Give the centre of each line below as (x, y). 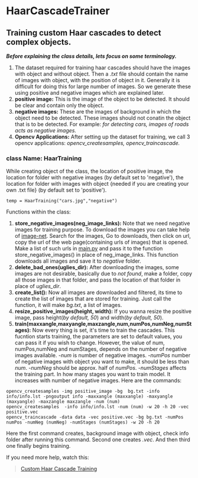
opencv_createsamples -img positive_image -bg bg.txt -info (83, 392)
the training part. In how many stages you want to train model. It (92, 374)
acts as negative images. (46, 130)
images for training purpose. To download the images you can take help (102, 230)
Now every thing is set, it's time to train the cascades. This (104, 330)
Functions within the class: (38, 212)
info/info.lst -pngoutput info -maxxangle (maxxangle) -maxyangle (90, 397)
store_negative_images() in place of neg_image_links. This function (96, 255)
